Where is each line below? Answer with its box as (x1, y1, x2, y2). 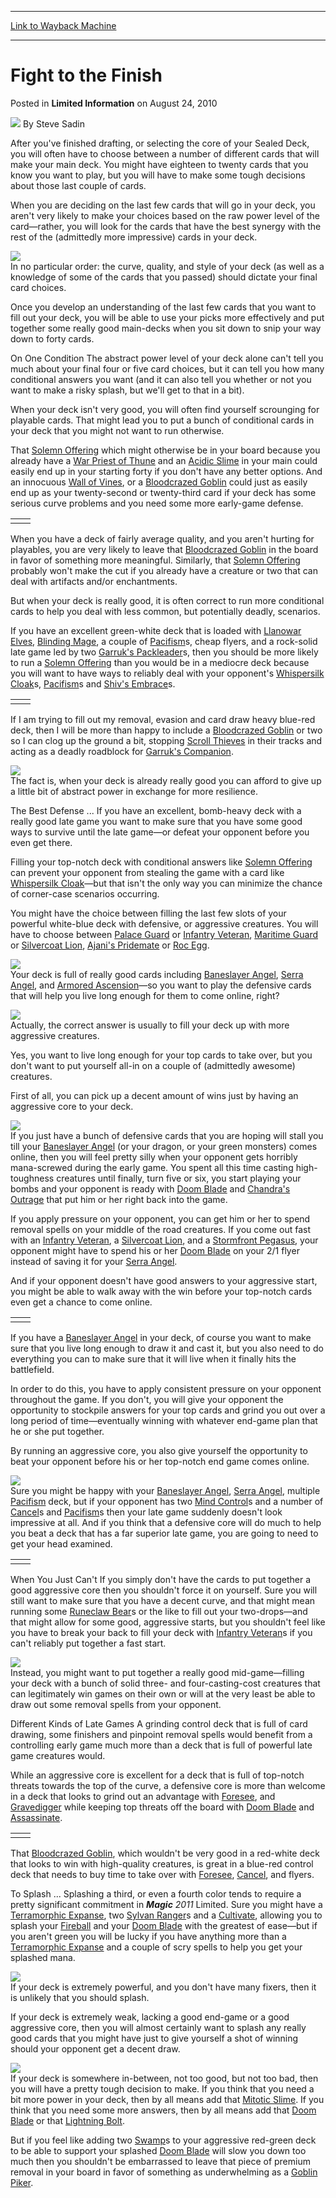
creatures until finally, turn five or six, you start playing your (56, 1172, 302, 1184)
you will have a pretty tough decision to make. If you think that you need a (10, 2082, 315, 2095)
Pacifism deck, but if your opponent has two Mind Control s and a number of (10, 1495, 324, 1507)
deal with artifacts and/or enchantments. (10, 575, 178, 587)
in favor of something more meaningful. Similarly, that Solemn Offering (10, 554, 301, 566)
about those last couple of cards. (10, 179, 147, 191)
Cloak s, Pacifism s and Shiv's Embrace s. (10, 677, 176, 690)
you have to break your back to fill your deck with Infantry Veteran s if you (10, 1626, 313, 1638)
